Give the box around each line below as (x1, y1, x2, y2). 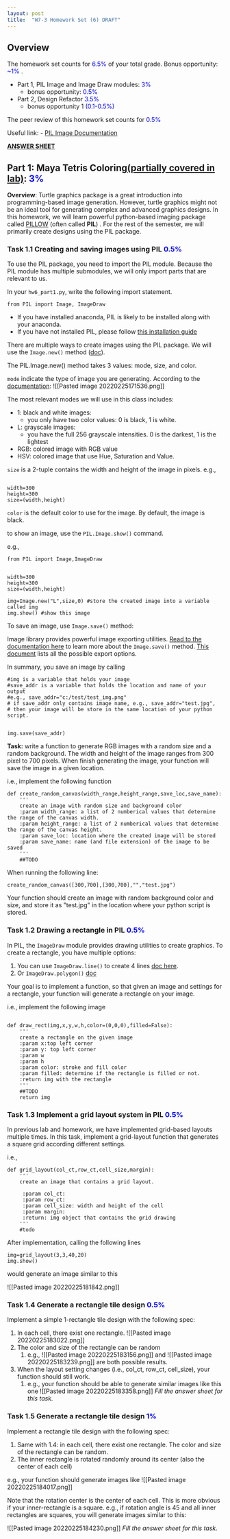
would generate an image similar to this (7, 1270, 118, 1278)
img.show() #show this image (7, 610, 90, 617)
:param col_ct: (22, 1190, 66, 1198)
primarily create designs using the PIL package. (7, 227, 142, 236)
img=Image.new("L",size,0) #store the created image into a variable (7, 598, 210, 605)
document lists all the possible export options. (7, 650, 137, 658)
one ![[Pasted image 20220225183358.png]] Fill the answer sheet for (27, 1387, 223, 1395)
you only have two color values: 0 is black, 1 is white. (27, 416, 177, 424)
